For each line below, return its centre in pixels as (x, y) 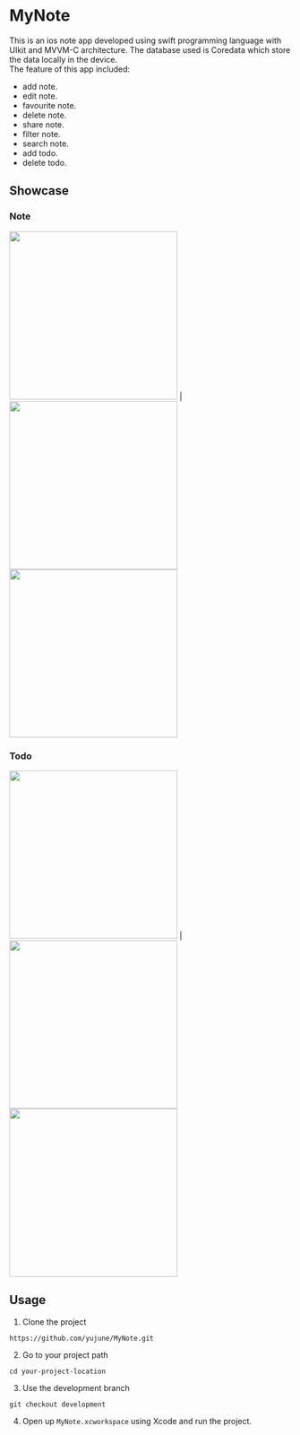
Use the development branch (76, 1387)
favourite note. (49, 105)
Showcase (39, 191)
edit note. (40, 96)
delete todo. (44, 162)
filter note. (41, 134)
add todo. (40, 152)
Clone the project (54, 1322)
